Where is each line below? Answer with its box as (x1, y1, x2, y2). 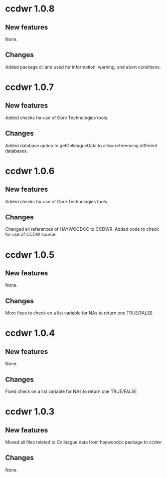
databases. (5, 148, 28, 154)
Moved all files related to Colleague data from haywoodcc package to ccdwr (5, 439, 162, 445)
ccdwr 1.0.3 (5, 406, 55, 417)
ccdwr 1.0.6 (5, 165, 55, 177)
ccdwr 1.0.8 (5, 3, 55, 15)
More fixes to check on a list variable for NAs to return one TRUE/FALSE (5, 310, 153, 316)
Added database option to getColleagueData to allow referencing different (5, 142, 158, 148)
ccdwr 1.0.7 (5, 82, 54, 93)
